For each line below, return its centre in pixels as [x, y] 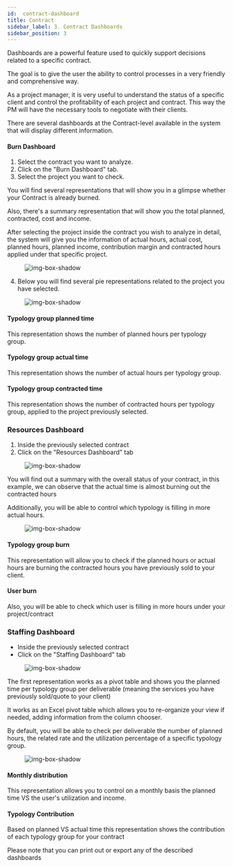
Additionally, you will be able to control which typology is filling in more [109, 508]
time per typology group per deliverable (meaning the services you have [111, 689]
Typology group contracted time [55, 389]
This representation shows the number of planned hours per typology [107, 334]
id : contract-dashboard [43, 14]
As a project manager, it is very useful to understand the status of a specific [116, 95]
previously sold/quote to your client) [59, 696]
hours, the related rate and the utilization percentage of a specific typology [115, 738]
